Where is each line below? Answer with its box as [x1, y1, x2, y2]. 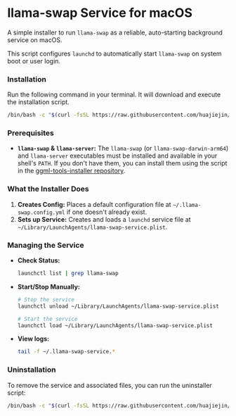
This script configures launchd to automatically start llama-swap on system [7, 49, 223, 58]
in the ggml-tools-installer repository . [17, 167, 126, 175]
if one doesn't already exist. [66, 208, 147, 216]
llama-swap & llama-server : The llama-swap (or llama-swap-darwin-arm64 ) [17, 144, 229, 153]
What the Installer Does [7, 184, 89, 194]
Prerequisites [7, 128, 54, 138]
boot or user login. [7, 56, 61, 65]
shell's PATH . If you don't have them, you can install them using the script [17, 159, 228, 168]
